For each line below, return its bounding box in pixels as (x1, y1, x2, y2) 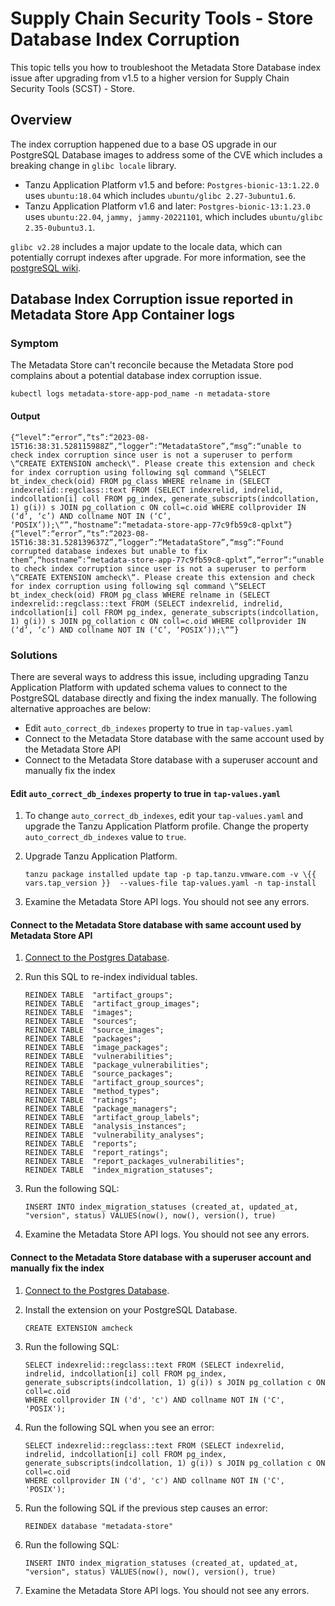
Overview (10, 112, 73, 129)
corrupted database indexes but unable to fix (10, 546, 208, 556)
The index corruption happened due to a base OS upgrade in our (10, 138, 278, 150)
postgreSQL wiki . (10, 262, 82, 274)
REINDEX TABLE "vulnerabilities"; (24, 1052, 174, 1062)
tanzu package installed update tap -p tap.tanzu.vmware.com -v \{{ (24, 870, 317, 880)
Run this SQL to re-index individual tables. (24, 971, 198, 983)
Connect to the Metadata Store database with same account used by (10, 918, 302, 931)
